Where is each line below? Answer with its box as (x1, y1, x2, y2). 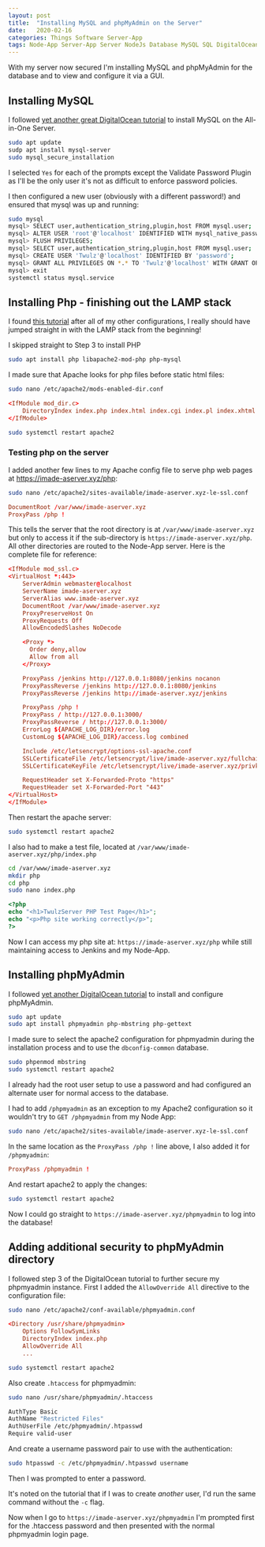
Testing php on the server (8, 447, 109, 458)
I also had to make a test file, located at (8, 842, 136, 851)
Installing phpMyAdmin (8, 968, 125, 982)
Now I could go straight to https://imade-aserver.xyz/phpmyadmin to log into (8, 1209, 256, 1218)
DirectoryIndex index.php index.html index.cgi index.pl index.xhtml (22, 406, 256, 415)
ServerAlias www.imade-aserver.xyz (22, 594, 140, 602)
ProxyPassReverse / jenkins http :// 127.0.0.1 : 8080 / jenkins (22, 681, 217, 690)
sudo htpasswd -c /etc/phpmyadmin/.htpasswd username (8, 1459, 189, 1467)
